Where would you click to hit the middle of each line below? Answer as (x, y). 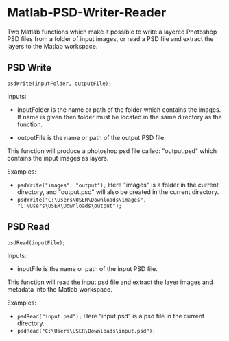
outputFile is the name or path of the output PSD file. (91, 137)
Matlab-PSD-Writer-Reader (87, 13)
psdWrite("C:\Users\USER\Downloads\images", (82, 200)
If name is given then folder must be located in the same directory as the (120, 117)
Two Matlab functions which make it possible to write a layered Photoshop (112, 32)
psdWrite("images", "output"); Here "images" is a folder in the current (118, 185)
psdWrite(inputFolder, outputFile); (59, 84)
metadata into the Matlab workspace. (60, 289)
